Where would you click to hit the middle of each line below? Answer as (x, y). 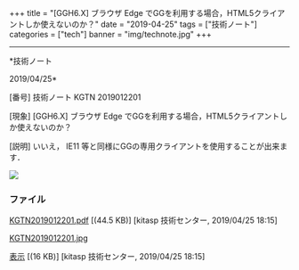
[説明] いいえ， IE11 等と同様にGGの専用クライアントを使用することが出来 (145, 146)
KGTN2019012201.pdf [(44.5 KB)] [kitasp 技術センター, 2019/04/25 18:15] (143, 220)
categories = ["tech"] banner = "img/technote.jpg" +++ (110, 34)
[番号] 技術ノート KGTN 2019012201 (75, 97)
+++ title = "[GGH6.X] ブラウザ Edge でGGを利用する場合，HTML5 (132, 13)
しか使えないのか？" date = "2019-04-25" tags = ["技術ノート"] (141, 24)
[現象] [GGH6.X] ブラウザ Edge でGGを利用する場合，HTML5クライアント (145, 116)
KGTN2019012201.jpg (49, 238)
